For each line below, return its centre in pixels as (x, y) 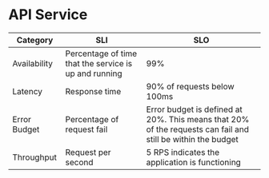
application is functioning (194, 162)
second (79, 162)
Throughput (35, 157)
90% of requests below (190, 86)
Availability (33, 63)
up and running (94, 73)
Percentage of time (101, 53)
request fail (86, 129)
